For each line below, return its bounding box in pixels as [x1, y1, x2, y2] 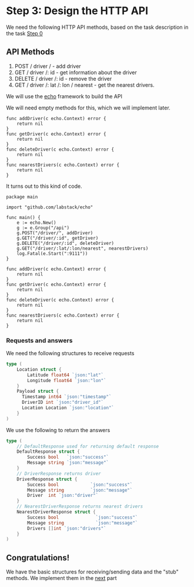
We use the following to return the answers [6, 426, 111, 433]
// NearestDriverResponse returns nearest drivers [16, 503, 143, 510]
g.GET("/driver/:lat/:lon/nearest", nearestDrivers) [16, 246, 149, 251]
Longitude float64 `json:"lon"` [27, 377, 107, 383]
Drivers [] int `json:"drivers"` [27, 525, 107, 531]
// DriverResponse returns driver [16, 470, 101, 476]
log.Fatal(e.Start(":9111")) [16, 250, 88, 257]
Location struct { [16, 366, 62, 372]
